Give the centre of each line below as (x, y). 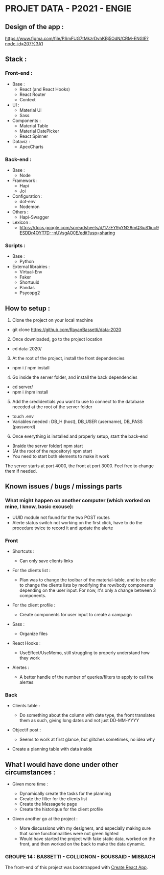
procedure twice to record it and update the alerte (63, 528)
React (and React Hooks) (45, 89)
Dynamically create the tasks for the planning (65, 794)
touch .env (23, 417)
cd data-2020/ (27, 349)
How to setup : (28, 308)
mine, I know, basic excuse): (39, 507)
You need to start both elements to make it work (60, 456)
